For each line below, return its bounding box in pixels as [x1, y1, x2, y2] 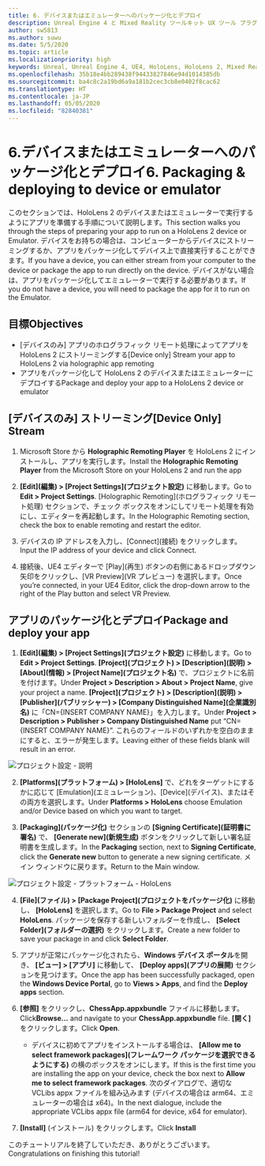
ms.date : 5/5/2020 [8, 41, 69, 49]
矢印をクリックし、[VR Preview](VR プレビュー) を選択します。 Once [19, 571, 242, 581]
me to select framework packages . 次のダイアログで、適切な [31, 1078, 233, 1088]
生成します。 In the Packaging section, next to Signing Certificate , [40, 842, 256, 852]
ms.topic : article [8, 48, 69, 56]
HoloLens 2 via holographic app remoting [19, 359, 155, 368]
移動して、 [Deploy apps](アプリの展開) [103, 961, 234, 970]
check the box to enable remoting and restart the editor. [19, 520, 201, 529]
